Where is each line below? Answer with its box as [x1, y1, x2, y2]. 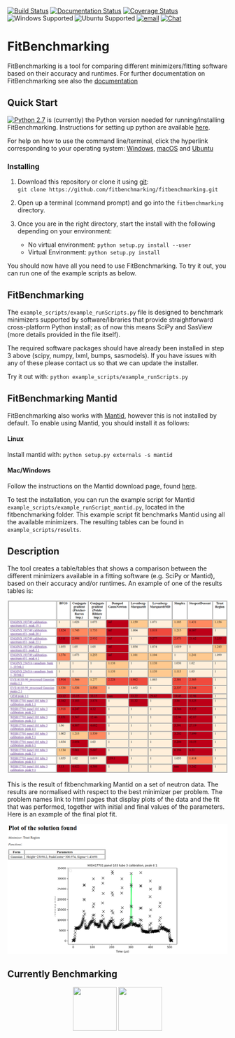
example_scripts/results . [7, 526, 82, 534]
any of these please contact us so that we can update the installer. [7, 358, 199, 367]
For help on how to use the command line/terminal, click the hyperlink [7, 137, 208, 145]
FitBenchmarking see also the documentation [7, 76, 138, 85]
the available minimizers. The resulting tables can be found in [7, 518, 184, 526]
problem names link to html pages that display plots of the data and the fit [7, 795, 220, 803]
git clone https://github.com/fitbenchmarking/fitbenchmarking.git [17, 186, 218, 193]
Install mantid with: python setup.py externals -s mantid [7, 450, 173, 458]
